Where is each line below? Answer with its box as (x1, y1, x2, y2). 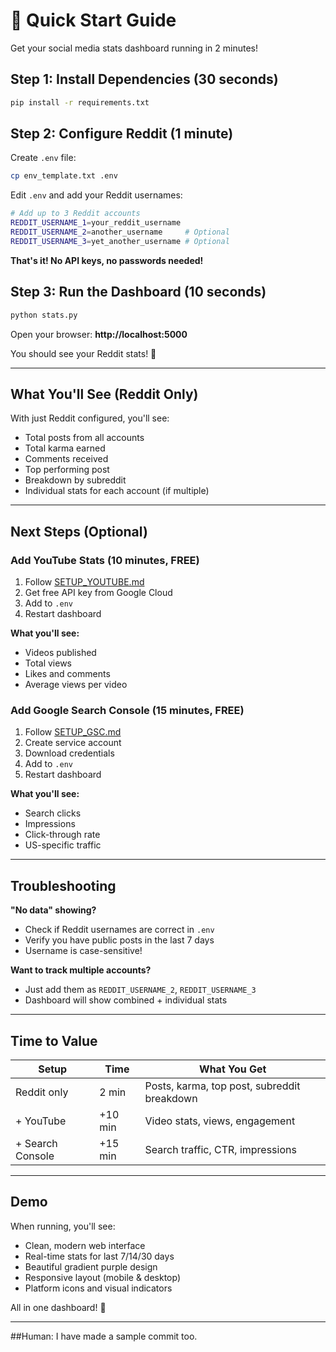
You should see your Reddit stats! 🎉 (10, 347, 157, 359)
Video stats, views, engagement (144, 1114, 296, 1128)
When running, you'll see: (10, 1220, 116, 1232)
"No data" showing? (10, 904, 97, 916)
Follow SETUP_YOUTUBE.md (24, 576, 145, 588)
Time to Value (10, 1032, 98, 1049)
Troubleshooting (10, 877, 117, 894)
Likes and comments (24, 668, 111, 679)
